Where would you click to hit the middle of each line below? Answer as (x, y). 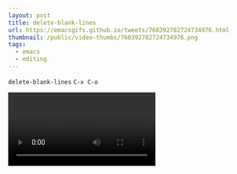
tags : (17, 45)
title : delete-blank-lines (52, 23)
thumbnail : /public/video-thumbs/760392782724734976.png (103, 37)
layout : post (29, 15)
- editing (31, 60)
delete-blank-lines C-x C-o (53, 82)
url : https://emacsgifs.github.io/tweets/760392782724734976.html (119, 30)
